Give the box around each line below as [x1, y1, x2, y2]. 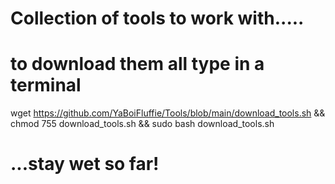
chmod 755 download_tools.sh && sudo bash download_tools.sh [10, 118, 275, 130]
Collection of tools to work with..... [10, 7, 305, 30]
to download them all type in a [10, 53, 265, 76]
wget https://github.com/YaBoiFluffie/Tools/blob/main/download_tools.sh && [10, 107, 326, 119]
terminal [10, 74, 82, 97]
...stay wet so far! [10, 153, 160, 176]
